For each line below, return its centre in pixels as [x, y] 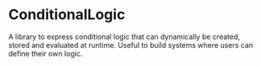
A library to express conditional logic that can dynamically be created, [124, 37]
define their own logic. [46, 53]
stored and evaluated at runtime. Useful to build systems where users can [131, 45]
